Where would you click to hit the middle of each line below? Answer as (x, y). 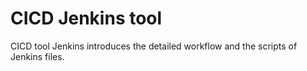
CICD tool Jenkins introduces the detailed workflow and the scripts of (154, 46)
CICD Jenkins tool (86, 18)
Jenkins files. (37, 56)
